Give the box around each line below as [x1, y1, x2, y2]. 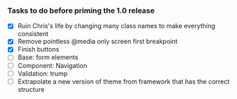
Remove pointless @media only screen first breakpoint [17, 37, 178, 46]
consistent [17, 30, 49, 38]
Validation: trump [17, 69, 68, 78]
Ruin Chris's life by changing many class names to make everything [17, 22, 216, 30]
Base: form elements [17, 53, 79, 62]
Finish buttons [17, 45, 60, 54]
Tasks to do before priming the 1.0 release [7, 6, 155, 16]
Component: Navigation [17, 61, 87, 69]
